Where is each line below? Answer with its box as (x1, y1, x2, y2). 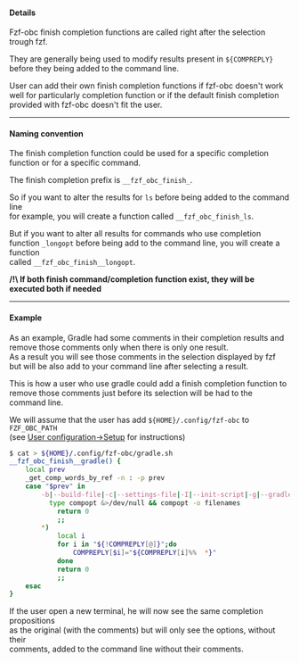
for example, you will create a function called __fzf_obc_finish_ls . (9, 211, 255, 222)
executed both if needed (9, 284, 102, 294)
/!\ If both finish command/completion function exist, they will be (9, 274, 255, 285)
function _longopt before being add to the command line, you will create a (9, 237, 280, 249)
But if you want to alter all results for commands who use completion (9, 228, 262, 239)
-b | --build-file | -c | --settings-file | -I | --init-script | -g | (41, 490, 261, 499)
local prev (25, 465, 66, 475)
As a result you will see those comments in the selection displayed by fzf (9, 351, 276, 361)
